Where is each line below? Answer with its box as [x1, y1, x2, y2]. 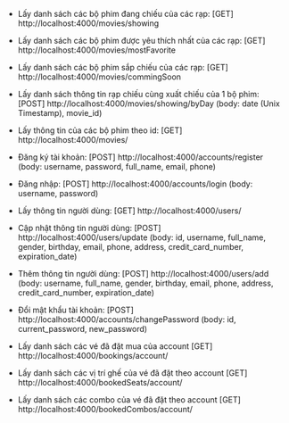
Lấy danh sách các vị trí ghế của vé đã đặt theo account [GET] [17, 368, 248, 378]
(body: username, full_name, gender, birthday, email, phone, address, [17, 278, 274, 288]
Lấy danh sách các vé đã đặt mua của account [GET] [17, 341, 213, 352]
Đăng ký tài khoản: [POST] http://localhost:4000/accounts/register [17, 152, 264, 162]
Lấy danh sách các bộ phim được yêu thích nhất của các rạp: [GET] [17, 36, 266, 46]
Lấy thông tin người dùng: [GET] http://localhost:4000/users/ [17, 205, 242, 216]
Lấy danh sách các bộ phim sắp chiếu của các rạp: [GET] [17, 62, 229, 72]
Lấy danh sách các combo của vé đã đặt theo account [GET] [17, 394, 241, 405]
